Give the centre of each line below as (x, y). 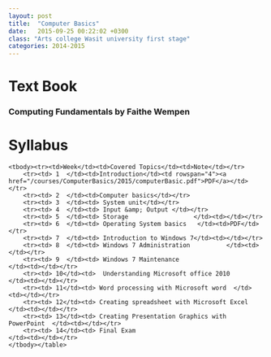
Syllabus (39, 145)
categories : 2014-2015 (47, 46)
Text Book (43, 87)
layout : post (30, 16)
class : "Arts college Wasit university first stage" (99, 39)
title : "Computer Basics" (54, 24)
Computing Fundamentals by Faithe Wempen (99, 112)
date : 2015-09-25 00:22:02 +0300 (69, 31)
